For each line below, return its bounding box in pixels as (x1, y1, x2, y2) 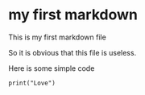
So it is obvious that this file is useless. (8, 47, 137, 57)
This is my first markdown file (8, 32, 106, 42)
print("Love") (8, 79, 56, 87)
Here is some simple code (8, 63, 95, 73)
